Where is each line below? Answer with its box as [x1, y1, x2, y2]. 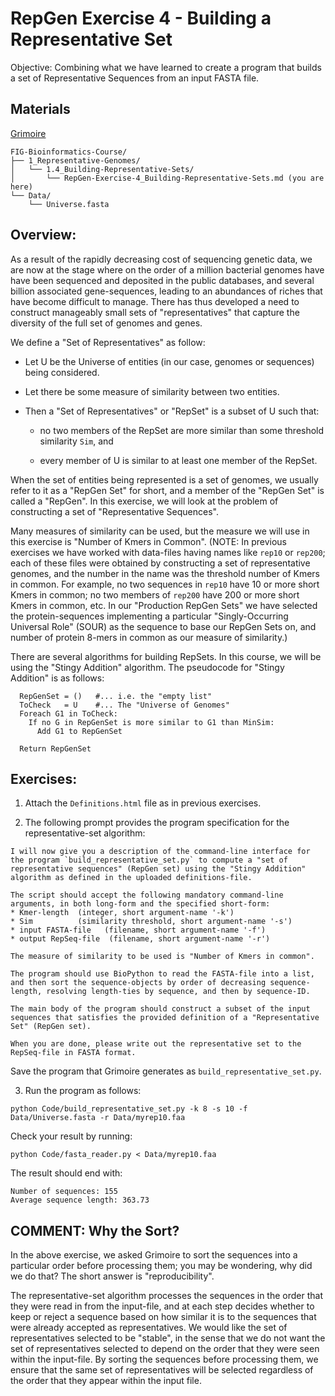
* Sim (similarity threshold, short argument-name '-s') [10, 917, 293, 927]
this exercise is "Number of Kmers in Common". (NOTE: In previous [10, 535, 287, 547]
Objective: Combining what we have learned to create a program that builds [10, 61, 322, 73]
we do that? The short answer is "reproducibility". [10, 1270, 215, 1282]
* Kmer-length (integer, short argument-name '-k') [10, 908, 235, 918]
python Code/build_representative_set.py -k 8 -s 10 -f [10, 1104, 248, 1114]
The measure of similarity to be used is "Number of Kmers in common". [10, 952, 315, 962]
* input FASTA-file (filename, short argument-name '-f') [10, 925, 267, 936]
